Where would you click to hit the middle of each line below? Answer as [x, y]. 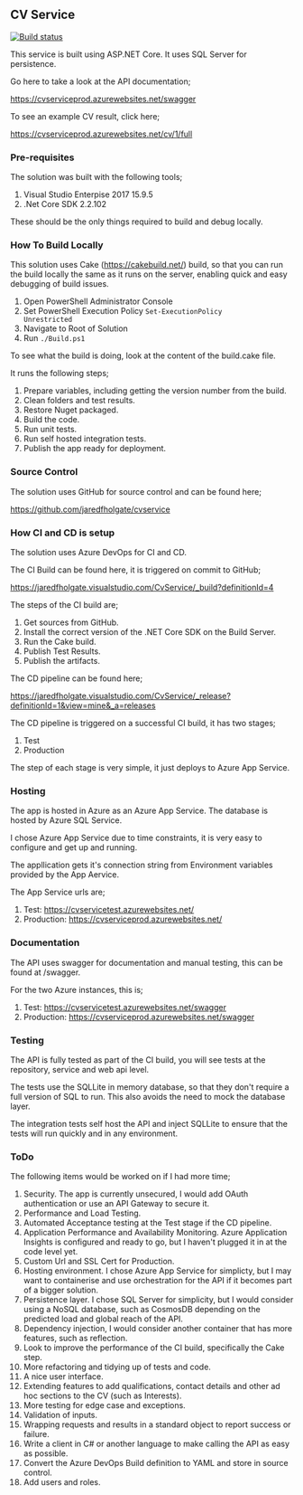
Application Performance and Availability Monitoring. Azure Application [155, 1233]
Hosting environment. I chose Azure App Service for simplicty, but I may [157, 1271]
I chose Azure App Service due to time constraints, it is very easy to [136, 838]
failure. [36, 1434]
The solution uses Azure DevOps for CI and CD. [99, 552]
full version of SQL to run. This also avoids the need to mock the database [148, 1096]
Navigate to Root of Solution [76, 328]
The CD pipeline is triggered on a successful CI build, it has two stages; [143, 723]
